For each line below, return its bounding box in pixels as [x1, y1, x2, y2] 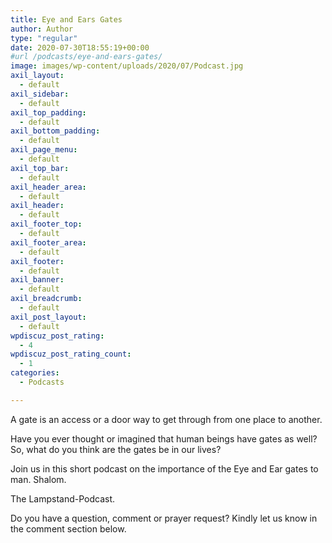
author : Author [10, 24, 74, 34]
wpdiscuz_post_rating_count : [10, 349, 132, 360]
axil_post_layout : [10, 312, 87, 322]
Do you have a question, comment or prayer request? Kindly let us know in [10, 512, 318, 524]
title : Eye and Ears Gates [10, 14, 123, 25]
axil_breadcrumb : [10, 294, 83, 304]
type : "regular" [10, 33, 78, 43]
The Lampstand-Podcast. [10, 492, 116, 505]
